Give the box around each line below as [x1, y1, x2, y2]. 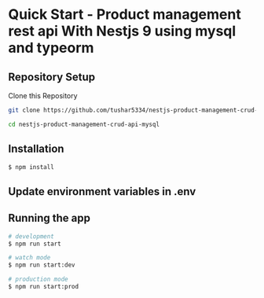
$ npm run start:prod [8, 283, 79, 291]
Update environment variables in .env [8, 185, 196, 198]
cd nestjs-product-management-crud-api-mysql [8, 120, 159, 128]
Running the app [8, 212, 90, 225]
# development [8, 232, 55, 241]
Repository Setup [8, 70, 96, 83]
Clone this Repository [8, 91, 78, 100]
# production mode [8, 275, 68, 284]
